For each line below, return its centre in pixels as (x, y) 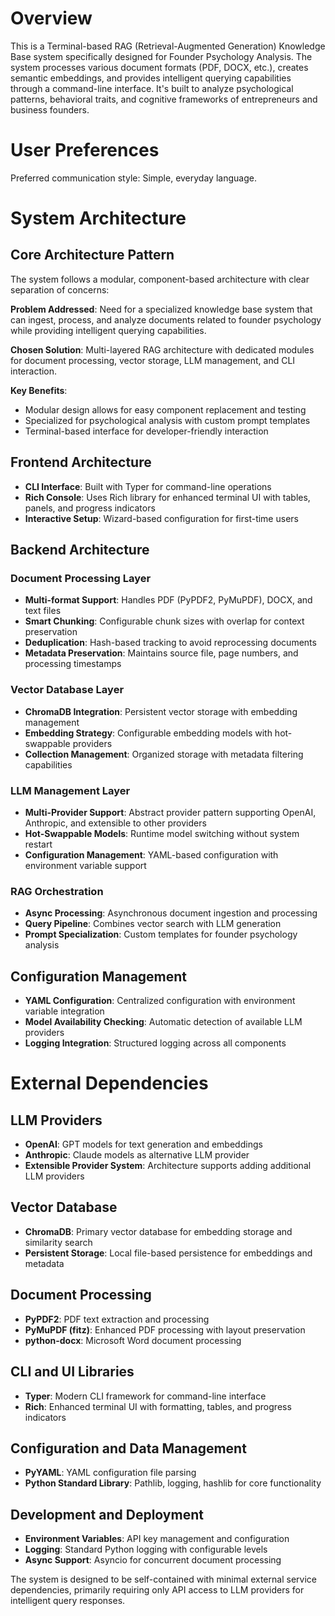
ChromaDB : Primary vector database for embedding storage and (158, 1231)
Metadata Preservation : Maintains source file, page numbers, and (161, 653)
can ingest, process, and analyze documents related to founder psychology (166, 319)
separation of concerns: (60, 289)
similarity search (58, 1242)
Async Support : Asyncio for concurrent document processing (153, 1560)
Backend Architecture (80, 550)
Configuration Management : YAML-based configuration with (151, 854)
